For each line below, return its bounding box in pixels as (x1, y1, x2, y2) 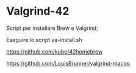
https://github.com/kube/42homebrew (6, 47, 103, 55)
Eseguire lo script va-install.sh (6, 36, 82, 43)
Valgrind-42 (6, 4, 70, 18)
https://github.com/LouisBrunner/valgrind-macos (6, 60, 130, 67)
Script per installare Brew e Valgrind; (6, 24, 99, 32)
